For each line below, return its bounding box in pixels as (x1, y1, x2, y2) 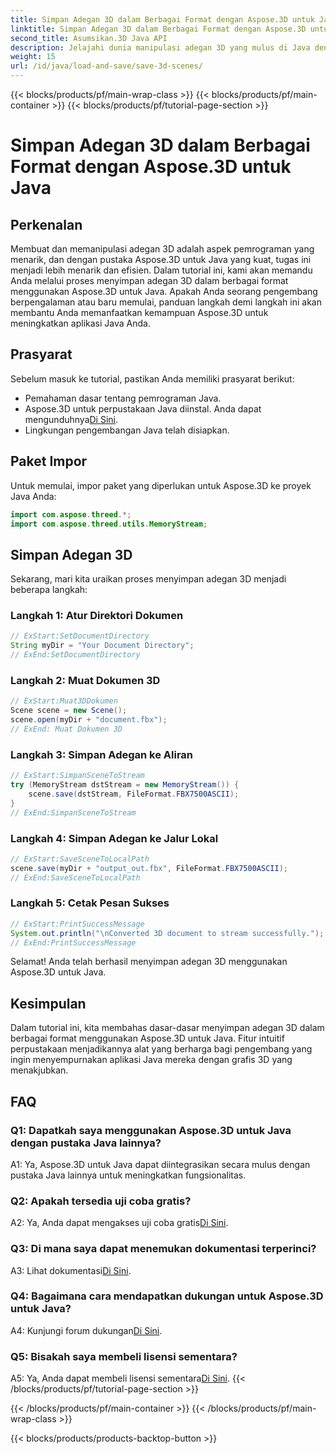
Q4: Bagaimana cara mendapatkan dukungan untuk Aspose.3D (10, 1289, 324, 1303)
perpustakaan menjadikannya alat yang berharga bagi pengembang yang (10, 1043, 313, 1055)
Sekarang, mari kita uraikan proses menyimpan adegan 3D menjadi (10, 573, 287, 585)
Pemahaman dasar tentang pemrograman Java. (24, 392, 222, 404)
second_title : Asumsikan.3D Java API (10, 33, 168, 43)
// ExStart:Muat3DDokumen (10, 696, 118, 706)
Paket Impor (10, 453, 88, 470)
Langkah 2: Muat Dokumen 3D (10, 674, 161, 688)
